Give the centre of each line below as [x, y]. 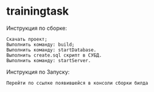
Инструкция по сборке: [37, 28]
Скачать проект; [27, 39]
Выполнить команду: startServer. [49, 60]
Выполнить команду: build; [40, 44]
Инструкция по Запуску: [38, 72]
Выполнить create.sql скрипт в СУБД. [54, 55]
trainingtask [37, 11]
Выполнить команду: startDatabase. [51, 50]
